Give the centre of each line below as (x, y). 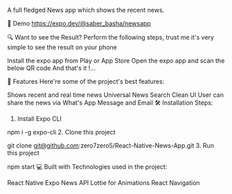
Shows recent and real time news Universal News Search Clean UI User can (115, 95)
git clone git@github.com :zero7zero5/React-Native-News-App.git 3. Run (111, 145)
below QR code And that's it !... (51, 68)
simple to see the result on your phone (62, 47)
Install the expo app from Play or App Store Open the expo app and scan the (116, 61)
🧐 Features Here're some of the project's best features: (86, 81)
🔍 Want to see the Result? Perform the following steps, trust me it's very (111, 37)
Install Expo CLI (39, 118)
